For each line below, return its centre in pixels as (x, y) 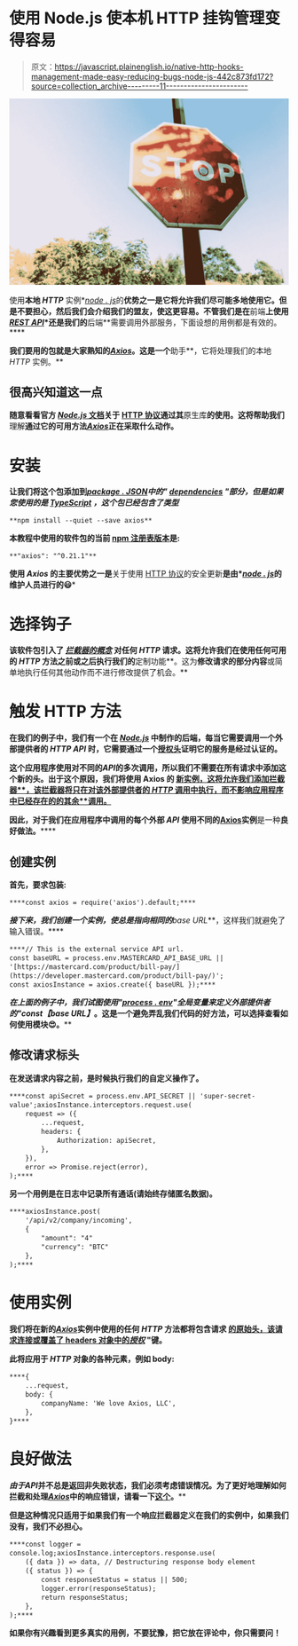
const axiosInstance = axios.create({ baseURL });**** (113, 985)
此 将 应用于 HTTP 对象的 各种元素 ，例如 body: (92, 1359)
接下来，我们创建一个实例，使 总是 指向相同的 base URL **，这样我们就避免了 (147, 920)
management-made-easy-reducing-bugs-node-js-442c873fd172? (152, 76)
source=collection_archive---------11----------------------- (139, 86)
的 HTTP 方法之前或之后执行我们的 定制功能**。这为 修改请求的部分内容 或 (142, 661)
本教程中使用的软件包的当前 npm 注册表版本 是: (94, 539)
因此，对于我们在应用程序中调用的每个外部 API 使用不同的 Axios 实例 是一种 (145, 820)
